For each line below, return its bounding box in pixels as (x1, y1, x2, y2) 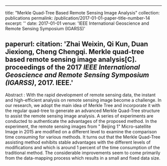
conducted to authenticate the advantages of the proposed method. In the (5, 118, 158, 124)
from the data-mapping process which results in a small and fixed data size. (5, 155, 161, 161)
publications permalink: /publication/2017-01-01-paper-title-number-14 (5, 15, 150, 21)
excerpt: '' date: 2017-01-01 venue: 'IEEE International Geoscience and (5, 20, 149, 26)
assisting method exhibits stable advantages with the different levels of (5, 139, 151, 145)
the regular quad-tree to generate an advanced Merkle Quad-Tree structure (5, 108, 160, 113)
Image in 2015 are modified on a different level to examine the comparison (5, 128, 157, 134)
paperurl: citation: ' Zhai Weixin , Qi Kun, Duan (5, 40, 148, 49)
